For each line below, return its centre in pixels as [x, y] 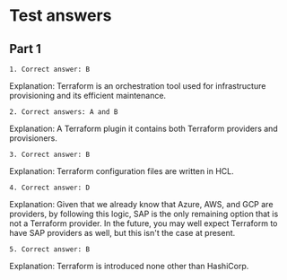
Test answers [61, 16]
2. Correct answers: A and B [64, 112]
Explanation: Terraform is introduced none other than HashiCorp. [129, 266]
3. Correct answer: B [50, 154]
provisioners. [34, 138]
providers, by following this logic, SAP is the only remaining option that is [144, 214]
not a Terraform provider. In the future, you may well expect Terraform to [143, 223]
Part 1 [26, 49]
